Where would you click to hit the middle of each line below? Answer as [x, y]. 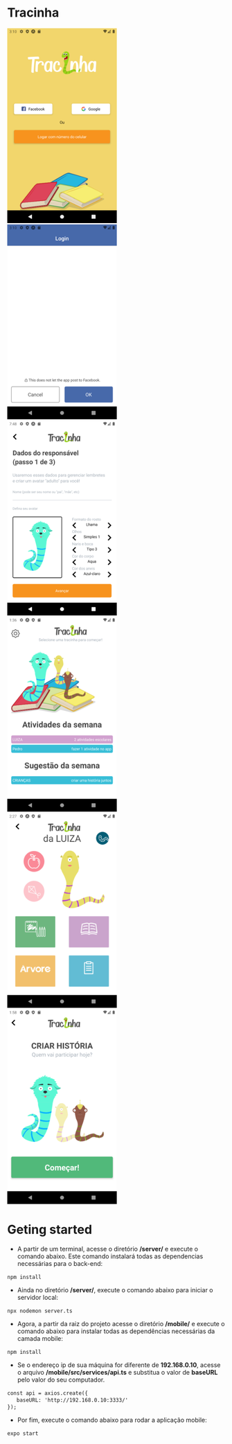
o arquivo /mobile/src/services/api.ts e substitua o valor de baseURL [117, 1372]
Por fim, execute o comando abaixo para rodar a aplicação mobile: [112, 1420]
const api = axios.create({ [48, 1393]
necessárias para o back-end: [60, 1263]
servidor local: [38, 1297]
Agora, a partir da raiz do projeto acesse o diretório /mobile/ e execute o [121, 1323]
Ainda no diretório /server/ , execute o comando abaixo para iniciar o [115, 1289]
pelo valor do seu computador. [61, 1380]
